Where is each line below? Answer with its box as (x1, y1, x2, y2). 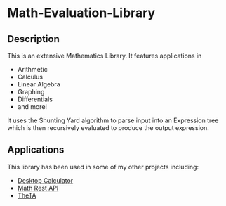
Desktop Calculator (17, 176, 74, 184)
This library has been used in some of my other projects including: (7, 162, 199, 171)
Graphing (17, 88, 45, 96)
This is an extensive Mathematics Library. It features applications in (7, 51, 202, 60)
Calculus (17, 72, 44, 81)
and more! (17, 103, 48, 110)
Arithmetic (17, 65, 48, 73)
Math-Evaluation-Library (7, 5, 156, 21)
